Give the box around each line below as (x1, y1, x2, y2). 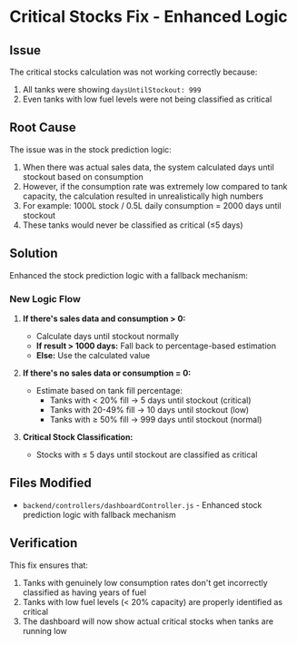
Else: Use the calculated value (35, 349, 151, 360)
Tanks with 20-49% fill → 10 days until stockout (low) (49, 404, 250, 415)
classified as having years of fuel (22, 587, 147, 598)
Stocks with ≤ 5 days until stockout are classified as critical (35, 449, 258, 460)
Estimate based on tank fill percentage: (35, 385, 183, 396)
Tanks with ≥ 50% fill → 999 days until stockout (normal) (49, 414, 262, 425)
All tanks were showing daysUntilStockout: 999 (22, 84, 202, 94)
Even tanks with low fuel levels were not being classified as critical (22, 93, 272, 104)
